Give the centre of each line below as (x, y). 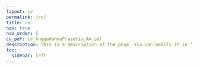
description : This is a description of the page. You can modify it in (97, 45)
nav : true (18, 28)
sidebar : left (29, 56)
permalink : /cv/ (26, 17)
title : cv (18, 22)
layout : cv (20, 12)
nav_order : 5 (22, 34)
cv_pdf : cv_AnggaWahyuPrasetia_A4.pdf (54, 39)
